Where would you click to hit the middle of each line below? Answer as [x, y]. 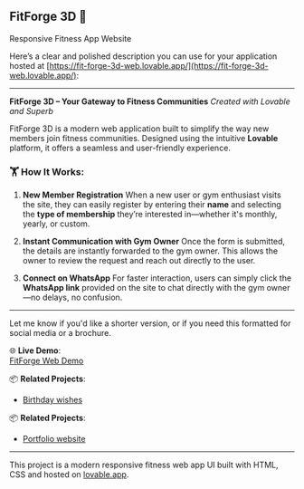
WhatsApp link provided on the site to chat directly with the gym [143, 288]
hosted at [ [29, 65]
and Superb [32, 110]
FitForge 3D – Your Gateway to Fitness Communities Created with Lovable [150, 101]
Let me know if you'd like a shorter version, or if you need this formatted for [150, 323]
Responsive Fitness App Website [71, 38]
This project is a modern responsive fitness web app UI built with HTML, [144, 465]
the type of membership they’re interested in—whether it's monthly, [150, 215]
